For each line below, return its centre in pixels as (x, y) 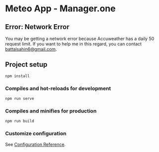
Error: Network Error (37, 27)
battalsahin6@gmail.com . (31, 49)
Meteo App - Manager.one (60, 9)
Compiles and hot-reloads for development (58, 88)
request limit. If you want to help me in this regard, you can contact (74, 44)
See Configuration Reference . (35, 144)
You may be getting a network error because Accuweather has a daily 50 (80, 38)
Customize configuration (36, 134)
